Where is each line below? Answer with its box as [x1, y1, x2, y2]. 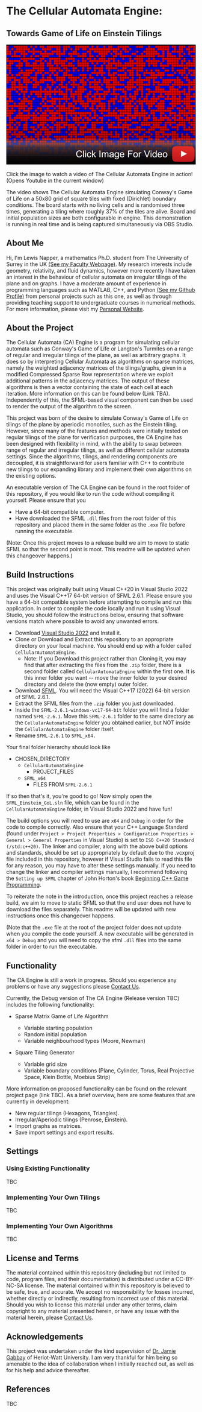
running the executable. [14, 528, 74, 535]
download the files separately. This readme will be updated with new [6, 906, 176, 913]
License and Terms [6, 1253, 79, 1263]
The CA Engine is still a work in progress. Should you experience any [6, 977, 177, 984]
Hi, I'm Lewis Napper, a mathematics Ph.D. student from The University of [6, 254, 189, 261]
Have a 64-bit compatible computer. [14, 508, 105, 516]
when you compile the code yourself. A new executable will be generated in [6, 930, 194, 937]
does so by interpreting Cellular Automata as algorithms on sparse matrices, [6, 358, 195, 366]
